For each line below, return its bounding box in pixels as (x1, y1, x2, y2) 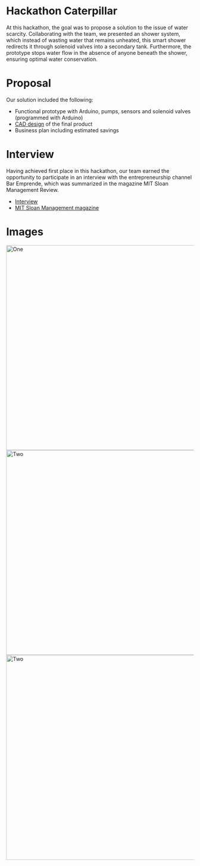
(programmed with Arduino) (14, 114, 83, 121)
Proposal (6, 76, 52, 90)
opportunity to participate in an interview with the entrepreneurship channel (6, 173, 192, 181)
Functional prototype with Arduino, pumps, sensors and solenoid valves (14, 107, 191, 114)
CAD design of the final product (14, 120, 93, 128)
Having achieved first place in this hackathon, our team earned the (6, 167, 170, 174)
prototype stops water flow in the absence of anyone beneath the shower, (6, 49, 187, 56)
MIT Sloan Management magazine (14, 204, 99, 211)
